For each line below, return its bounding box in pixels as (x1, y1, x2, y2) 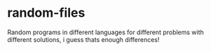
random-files (7, 5, 86, 21)
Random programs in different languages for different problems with (7, 28, 205, 36)
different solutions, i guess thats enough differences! (7, 35, 160, 43)
